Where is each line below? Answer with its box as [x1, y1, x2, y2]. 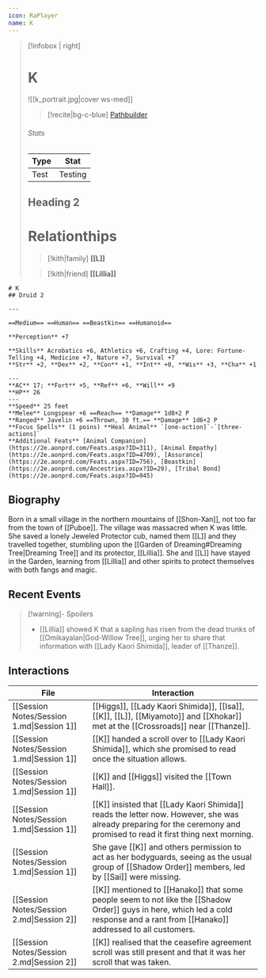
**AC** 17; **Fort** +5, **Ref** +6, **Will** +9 [8, 382, 176, 389]
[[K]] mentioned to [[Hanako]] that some [92, 884, 244, 896]
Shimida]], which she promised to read [92, 743, 236, 754]
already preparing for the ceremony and [92, 819, 241, 830]
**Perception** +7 [8, 332, 69, 341]
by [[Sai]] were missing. [92, 872, 181, 883]
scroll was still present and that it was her [92, 947, 246, 958]
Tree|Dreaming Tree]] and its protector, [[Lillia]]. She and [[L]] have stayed [8, 548, 251, 558]
